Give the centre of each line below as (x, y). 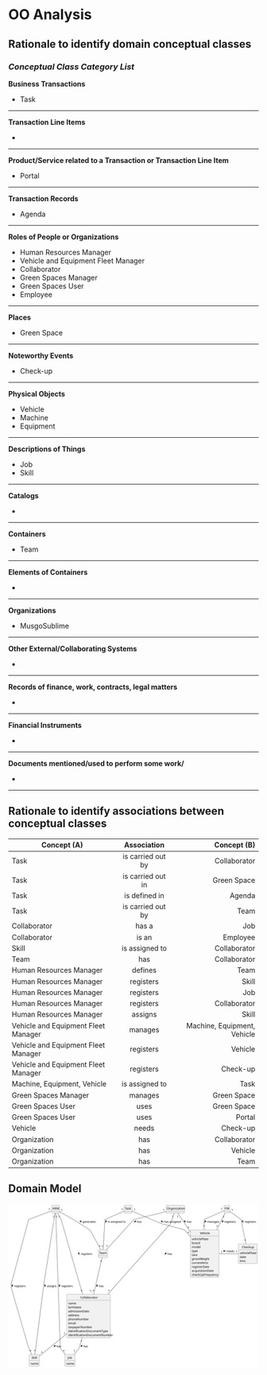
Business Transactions (47, 83)
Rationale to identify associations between (116, 811)
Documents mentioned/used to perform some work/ (96, 763)
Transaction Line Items (47, 122)
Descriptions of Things (47, 449)
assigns (144, 1014)
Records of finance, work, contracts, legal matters (93, 687)
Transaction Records (43, 198)
